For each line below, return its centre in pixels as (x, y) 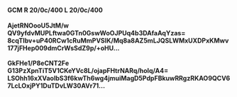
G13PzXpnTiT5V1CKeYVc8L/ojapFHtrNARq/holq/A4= (88, 71)
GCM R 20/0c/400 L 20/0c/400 (55, 10)
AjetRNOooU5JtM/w (38, 25)
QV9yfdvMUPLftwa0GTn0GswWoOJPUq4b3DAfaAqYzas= (97, 33)
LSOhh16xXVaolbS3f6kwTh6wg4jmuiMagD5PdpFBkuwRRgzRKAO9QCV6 (119, 79)
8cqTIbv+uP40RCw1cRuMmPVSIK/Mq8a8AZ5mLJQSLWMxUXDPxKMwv (118, 41)
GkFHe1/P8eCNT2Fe (38, 63)
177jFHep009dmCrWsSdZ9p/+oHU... (64, 48)
